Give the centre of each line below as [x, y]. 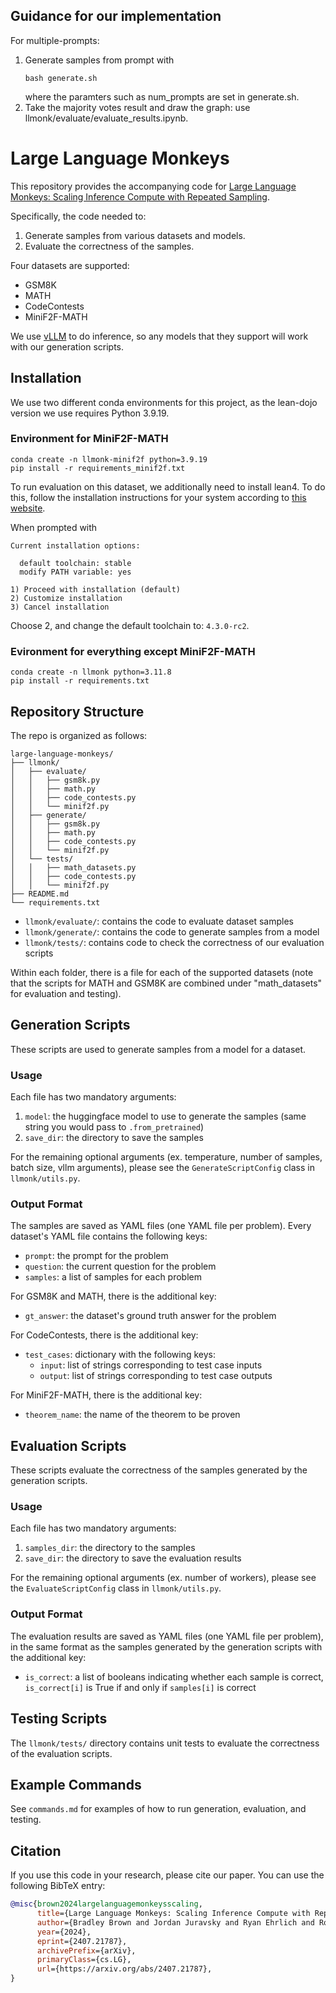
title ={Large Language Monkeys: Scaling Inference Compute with [173, 1914]
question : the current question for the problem [120, 1266]
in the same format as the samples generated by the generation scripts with [166, 1646]
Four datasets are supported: [70, 265]
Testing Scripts [59, 1719]
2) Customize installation [66, 598]
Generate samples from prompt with [99, 60]
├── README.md [40, 894]
